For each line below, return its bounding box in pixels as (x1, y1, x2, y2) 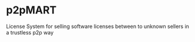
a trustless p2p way (6, 29, 54, 36)
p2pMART (6, 3, 57, 17)
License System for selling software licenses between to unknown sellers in (6, 23, 190, 30)
